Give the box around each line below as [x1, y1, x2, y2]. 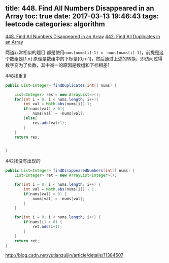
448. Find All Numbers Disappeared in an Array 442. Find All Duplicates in [5, 33, 160, 40]
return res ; [14, 135, 40, 140]
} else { [23, 116, 38, 121]
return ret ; [14, 238, 40, 243]
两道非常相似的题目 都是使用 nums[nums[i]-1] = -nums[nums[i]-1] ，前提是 [5, 49, 160, 55]
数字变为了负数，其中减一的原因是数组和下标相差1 [5, 62, 110, 68]
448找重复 [5, 73, 27, 79]
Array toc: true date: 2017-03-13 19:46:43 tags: [5, 12, 159, 21]
